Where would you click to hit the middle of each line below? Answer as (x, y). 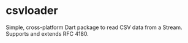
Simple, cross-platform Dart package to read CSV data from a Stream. (94, 27)
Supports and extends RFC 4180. (47, 33)
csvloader (32, 11)
